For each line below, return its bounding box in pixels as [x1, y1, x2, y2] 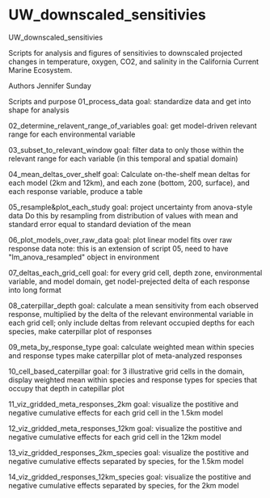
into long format [8, 285, 62, 294]
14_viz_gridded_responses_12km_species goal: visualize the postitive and [8, 471, 251, 482]
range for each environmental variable [8, 129, 136, 139]
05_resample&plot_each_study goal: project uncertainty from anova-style [8, 202, 253, 212]
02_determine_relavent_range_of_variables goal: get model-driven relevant [8, 120, 257, 130]
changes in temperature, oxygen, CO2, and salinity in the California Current [8, 57, 259, 66]
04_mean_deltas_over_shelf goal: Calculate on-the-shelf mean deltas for [8, 169, 251, 179]
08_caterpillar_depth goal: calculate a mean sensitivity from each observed [8, 301, 259, 310]
